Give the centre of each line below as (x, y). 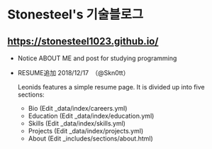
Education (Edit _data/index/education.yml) (91, 116)
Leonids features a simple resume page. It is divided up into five (111, 87)
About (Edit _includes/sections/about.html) (91, 138)
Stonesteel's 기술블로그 (76, 15)
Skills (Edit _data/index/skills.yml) (77, 123)
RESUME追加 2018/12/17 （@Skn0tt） (73, 73)
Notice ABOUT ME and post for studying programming (97, 58)
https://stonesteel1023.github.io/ (83, 41)
